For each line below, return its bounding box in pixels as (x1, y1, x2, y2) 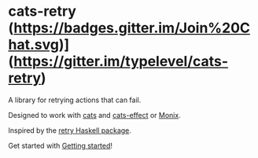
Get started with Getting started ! (8, 141, 112, 150)
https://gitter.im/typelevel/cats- (13, 53, 229, 71)
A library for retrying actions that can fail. (8, 95, 142, 105)
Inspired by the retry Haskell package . (8, 125, 132, 135)
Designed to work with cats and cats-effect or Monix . (8, 110, 181, 119)
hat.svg (8, 36, 59, 53)
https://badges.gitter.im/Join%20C (13, 19, 250, 37)
